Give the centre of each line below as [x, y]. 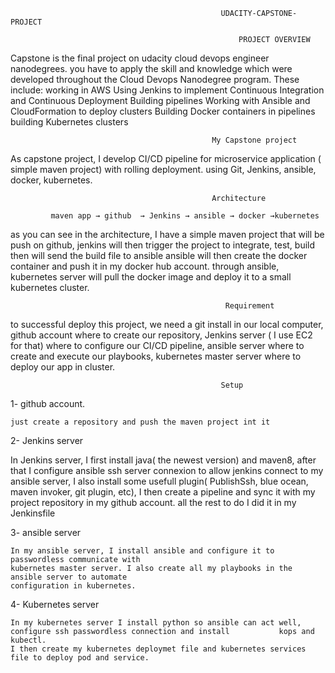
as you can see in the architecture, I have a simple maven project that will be [167, 234]
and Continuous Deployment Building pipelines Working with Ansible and [160, 100]
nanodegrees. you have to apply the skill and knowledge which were [151, 68]
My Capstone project [254, 140]
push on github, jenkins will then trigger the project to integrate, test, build [163, 245]
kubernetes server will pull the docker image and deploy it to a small [151, 277]
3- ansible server [46, 532]
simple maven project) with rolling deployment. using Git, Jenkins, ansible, [163, 169]
